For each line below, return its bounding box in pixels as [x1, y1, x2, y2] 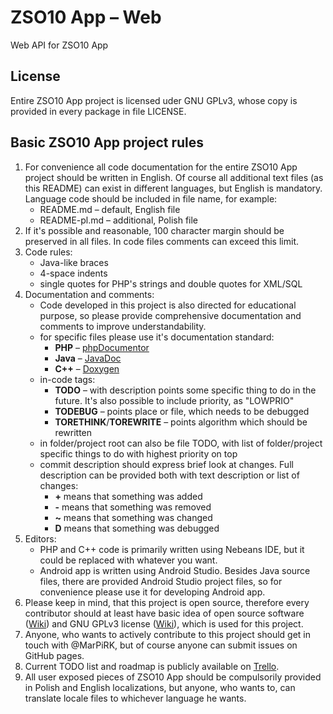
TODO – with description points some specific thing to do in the [54, 384, 317, 396]
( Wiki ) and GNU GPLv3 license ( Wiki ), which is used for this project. [24, 617, 304, 630]
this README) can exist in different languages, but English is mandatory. [24, 182, 323, 194]
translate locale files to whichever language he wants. [24, 692, 247, 704]
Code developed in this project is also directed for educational [39, 299, 297, 311]
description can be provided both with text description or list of [39, 469, 300, 481]
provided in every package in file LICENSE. [10, 105, 187, 117]
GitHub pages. [24, 649, 85, 661]
